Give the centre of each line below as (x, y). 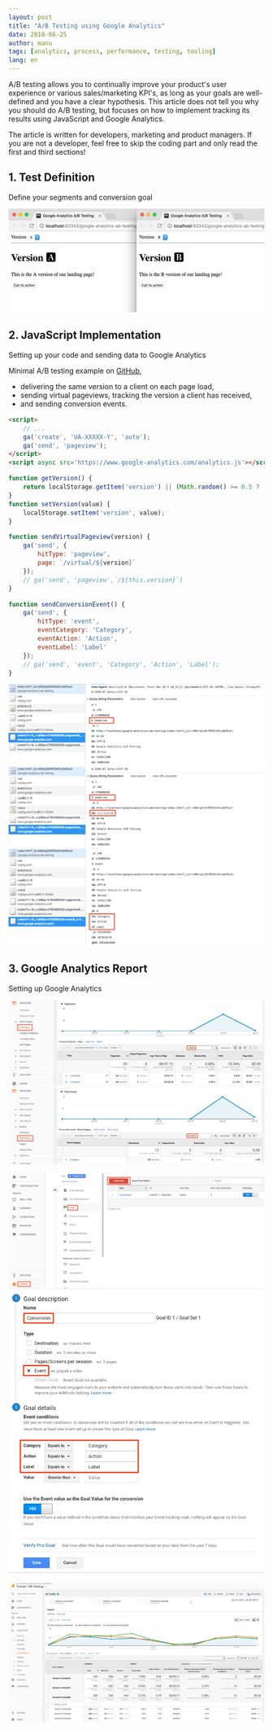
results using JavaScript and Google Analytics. (87, 119)
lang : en (23, 60)
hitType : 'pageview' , (74, 554)
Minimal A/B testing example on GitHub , (75, 370)
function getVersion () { (50, 479)
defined (22, 101)
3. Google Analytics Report (78, 969)
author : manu (30, 43)
